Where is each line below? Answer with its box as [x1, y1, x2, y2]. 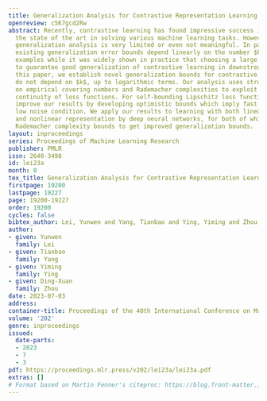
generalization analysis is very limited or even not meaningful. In [15, 41, 250, 49]
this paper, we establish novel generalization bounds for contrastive [15, 71, 258, 79]
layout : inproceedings [8, 129, 83, 137]
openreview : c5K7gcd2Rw [8, 19, 87, 27]
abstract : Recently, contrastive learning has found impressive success [8, 26, 254, 34]
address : [8, 299, 37, 307]
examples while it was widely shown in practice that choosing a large [15, 56, 258, 64]
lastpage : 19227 [8, 188, 62, 197]
